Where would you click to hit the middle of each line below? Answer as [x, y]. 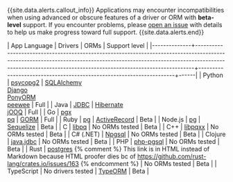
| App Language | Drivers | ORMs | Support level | [78, 45]
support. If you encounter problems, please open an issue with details [123, 25]
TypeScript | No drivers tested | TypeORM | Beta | [78, 171]
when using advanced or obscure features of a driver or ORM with [102, 17]
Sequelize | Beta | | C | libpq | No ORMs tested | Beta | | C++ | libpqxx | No [113, 127]
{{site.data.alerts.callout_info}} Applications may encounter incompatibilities [116, 10]
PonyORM [21, 97]
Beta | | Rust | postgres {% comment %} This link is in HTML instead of [109, 149]
